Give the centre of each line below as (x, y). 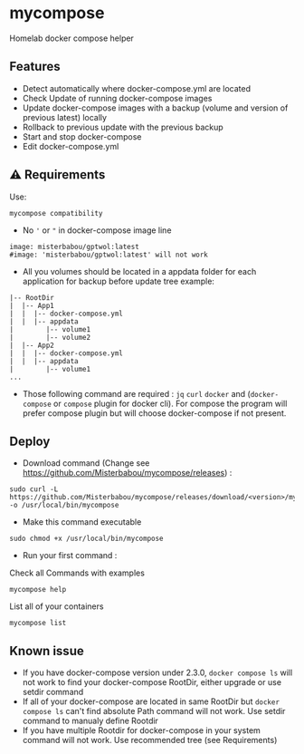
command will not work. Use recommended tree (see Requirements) (150, 740)
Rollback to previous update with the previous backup (123, 127)
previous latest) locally (64, 117)
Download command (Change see (86, 463)
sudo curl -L (34, 489)
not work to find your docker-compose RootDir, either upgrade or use (152, 682)
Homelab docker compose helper (71, 38)
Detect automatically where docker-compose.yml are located (137, 88)
